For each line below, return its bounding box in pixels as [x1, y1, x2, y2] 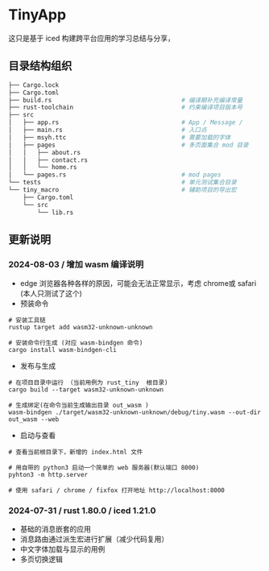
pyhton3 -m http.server [8, 471, 89, 479]
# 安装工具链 [8, 317, 46, 325]
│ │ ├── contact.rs [8, 155, 89, 164]
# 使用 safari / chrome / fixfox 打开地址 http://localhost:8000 [8, 486, 226, 494]
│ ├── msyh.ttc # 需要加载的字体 [8, 133, 231, 142]
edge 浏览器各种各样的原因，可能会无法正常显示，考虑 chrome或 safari [19, 279, 257, 288]
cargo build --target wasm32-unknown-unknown [8, 386, 163, 394]
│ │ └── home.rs [8, 163, 78, 172]
